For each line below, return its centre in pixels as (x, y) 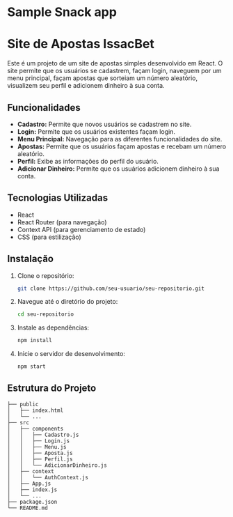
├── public (23, 404)
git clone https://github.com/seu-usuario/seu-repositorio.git (111, 288)
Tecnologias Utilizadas (58, 198)
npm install (34, 341)
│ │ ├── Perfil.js (40, 459)
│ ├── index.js (32, 489)
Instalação (31, 259)
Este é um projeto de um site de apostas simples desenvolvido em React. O (115, 63)
